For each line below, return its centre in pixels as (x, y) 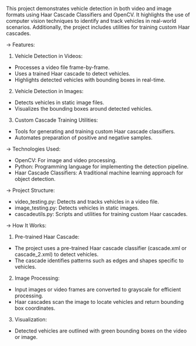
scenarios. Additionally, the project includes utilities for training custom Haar (98, 27)
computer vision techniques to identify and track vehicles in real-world (91, 21)
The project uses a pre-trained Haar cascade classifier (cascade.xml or (101, 248)
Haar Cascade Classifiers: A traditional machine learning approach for (99, 173)
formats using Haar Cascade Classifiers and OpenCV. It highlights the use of (98, 15)
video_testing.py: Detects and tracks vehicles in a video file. (87, 202)
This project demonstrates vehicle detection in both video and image (89, 8)
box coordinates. (35, 308)
